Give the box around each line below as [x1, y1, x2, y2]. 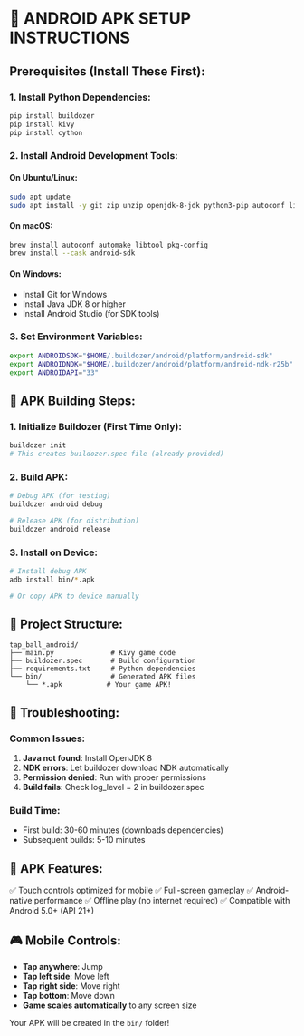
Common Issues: [9, 732, 86, 745]
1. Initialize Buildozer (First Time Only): [9, 420, 183, 433]
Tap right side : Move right [22, 981, 120, 992]
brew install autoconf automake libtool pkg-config [9, 240, 208, 249]
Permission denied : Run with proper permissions [22, 772, 206, 783]
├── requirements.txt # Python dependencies [9, 664, 196, 674]
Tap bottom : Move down [22, 991, 115, 1002]
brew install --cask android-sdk [9, 249, 136, 258]
